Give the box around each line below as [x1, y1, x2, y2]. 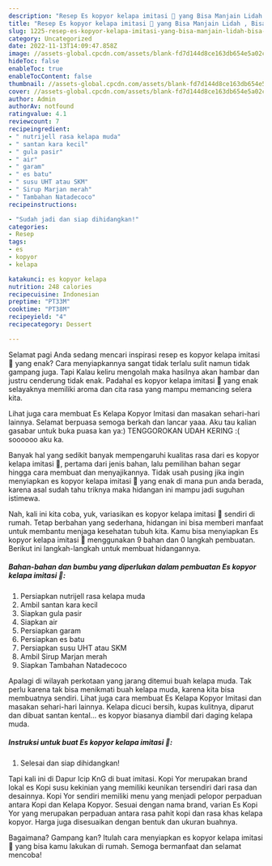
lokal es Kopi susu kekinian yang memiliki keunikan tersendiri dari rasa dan [8, 782, 257, 792]
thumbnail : [8, 80, 45, 88]
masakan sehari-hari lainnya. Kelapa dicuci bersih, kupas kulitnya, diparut [8, 701, 254, 711]
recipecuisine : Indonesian [8, 290, 100, 299]
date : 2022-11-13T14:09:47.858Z [8, 42, 117, 50]
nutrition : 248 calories [8, 282, 92, 291]
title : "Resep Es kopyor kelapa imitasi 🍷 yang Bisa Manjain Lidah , [8, 19, 249, 28]
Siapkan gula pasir [19, 608, 83, 618]
